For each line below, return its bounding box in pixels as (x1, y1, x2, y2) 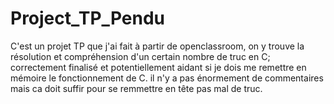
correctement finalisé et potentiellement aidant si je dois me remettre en (10, 61, 307, 73)
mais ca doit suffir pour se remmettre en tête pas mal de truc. (10, 82, 263, 94)
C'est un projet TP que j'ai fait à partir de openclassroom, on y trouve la (10, 40, 305, 52)
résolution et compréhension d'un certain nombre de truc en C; (10, 50, 271, 62)
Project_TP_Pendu (10, 7, 165, 30)
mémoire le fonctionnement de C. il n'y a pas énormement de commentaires (10, 72, 324, 84)
